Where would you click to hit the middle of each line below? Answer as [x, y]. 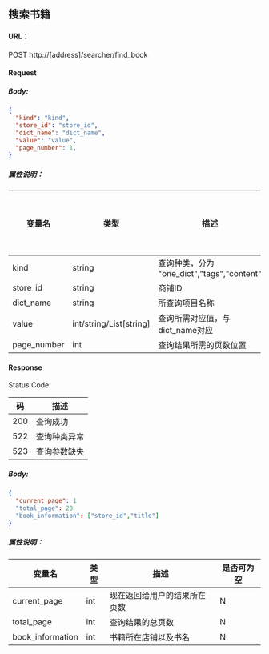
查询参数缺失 [60, 452]
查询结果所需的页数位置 [202, 345]
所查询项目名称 [186, 303]
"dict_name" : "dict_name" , [60, 133]
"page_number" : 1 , [46, 148]
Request [23, 73]
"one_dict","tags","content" [210, 274]
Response [25, 367]
